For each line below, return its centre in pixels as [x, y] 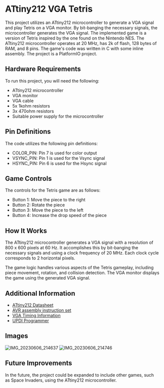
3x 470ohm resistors [33, 111]
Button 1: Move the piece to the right [49, 200]
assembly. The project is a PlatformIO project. [51, 54]
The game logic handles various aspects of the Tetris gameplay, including [80, 268]
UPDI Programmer [31, 321]
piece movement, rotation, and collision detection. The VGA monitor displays [82, 273]
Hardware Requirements [43, 69]
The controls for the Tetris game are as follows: [53, 190]
